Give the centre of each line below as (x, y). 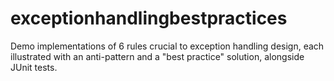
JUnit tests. (34, 67)
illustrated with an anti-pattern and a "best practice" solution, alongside (157, 56)
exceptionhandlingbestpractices (149, 18)
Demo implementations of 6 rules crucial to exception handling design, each (167, 46)
